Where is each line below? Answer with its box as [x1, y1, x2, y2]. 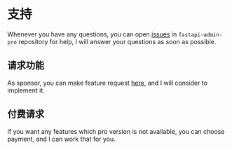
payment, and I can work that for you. [7, 135, 116, 143]
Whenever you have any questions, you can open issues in [7, 29, 177, 39]
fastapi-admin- [178, 31, 223, 39]
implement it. [7, 86, 45, 95]
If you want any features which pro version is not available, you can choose [7, 127, 225, 135]
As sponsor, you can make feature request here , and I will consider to [7, 79, 208, 87]
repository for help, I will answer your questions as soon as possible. [18, 37, 217, 46]
